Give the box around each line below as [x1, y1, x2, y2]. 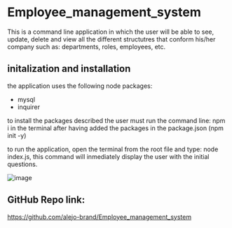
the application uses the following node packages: [7, 82, 153, 90]
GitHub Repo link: [7, 194, 86, 206]
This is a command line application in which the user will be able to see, [7, 27, 214, 36]
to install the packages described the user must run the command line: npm [7, 116, 226, 125]
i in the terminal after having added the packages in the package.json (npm [7, 124, 224, 132]
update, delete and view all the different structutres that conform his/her [7, 34, 216, 43]
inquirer [17, 103, 41, 111]
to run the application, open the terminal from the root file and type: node [7, 145, 219, 153]
